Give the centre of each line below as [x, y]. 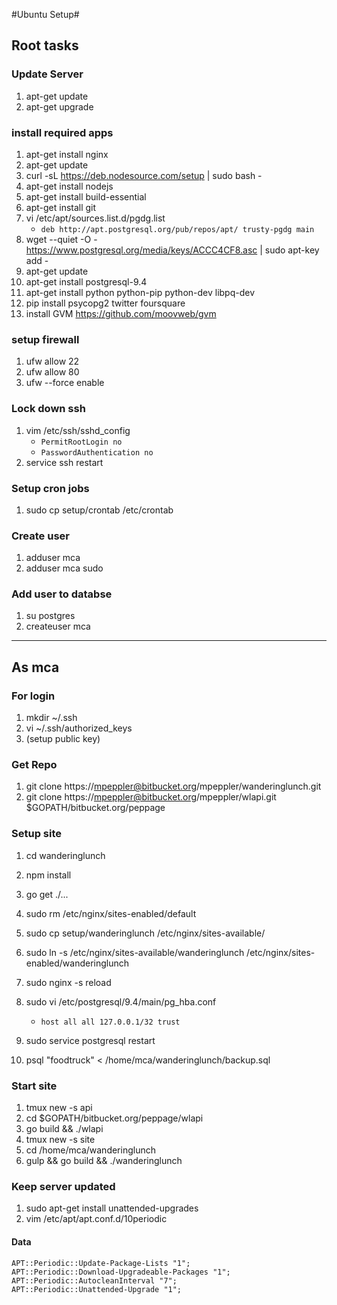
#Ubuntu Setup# [45, 14]
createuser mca [58, 626]
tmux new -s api [59, 1108]
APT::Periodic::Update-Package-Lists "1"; [101, 1263]
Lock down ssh [48, 409]
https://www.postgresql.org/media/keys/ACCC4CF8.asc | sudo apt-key [172, 250]
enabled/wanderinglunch [77, 963]
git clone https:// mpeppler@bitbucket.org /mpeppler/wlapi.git [151, 797]
